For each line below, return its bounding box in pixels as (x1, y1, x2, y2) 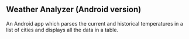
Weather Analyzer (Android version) (6, 5, 142, 15)
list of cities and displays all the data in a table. (6, 26, 119, 33)
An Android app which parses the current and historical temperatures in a (6, 20, 183, 27)
